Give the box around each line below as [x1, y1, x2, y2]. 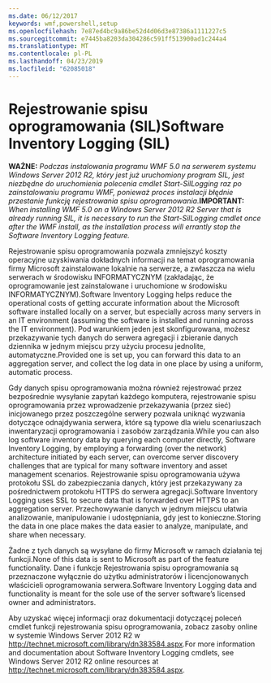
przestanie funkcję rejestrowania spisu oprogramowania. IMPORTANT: [8, 196, 245, 206]
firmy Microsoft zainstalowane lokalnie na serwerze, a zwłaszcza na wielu [8, 263, 256, 273]
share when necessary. [8, 529, 87, 539]
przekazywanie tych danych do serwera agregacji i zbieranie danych [8, 333, 239, 342]
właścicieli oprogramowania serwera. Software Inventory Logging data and [8, 580, 257, 589]
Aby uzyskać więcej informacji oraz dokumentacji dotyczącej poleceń [8, 613, 242, 623]
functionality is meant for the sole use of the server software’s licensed [8, 589, 246, 598]
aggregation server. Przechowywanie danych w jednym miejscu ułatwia [8, 503, 247, 513]
